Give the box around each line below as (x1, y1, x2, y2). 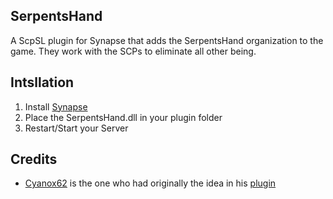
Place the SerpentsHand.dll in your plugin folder (24, 111, 223, 123)
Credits (10, 151, 58, 168)
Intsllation (10, 74, 75, 91)
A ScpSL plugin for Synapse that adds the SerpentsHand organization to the (10, 34, 324, 46)
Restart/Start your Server (24, 122, 129, 134)
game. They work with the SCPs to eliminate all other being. (10, 45, 257, 57)
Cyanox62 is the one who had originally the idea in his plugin (24, 177, 277, 189)
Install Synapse (24, 100, 88, 113)
